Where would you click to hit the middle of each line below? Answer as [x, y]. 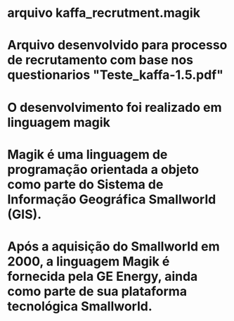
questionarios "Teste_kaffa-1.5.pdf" [115, 75]
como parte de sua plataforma [97, 291]
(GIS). [25, 214]
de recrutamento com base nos [100, 60]
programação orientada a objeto [103, 169]
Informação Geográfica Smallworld [112, 199]
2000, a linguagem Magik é [89, 261]
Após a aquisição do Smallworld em [113, 246]
